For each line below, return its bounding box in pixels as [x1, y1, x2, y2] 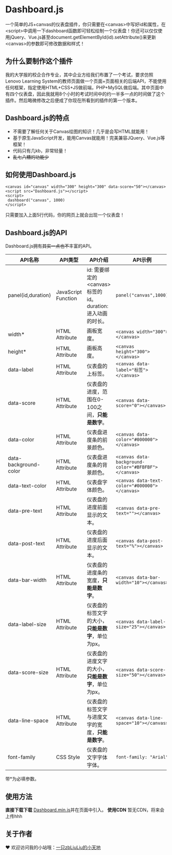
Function [56, 295, 77, 302]
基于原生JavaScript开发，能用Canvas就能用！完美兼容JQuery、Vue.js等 [12, 134, 165, 141]
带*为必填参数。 [5, 776, 39, 782]
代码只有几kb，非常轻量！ [12, 147, 68, 153]
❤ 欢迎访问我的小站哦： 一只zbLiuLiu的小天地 [5, 844, 101, 850]
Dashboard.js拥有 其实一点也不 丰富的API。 [5, 243, 95, 249]
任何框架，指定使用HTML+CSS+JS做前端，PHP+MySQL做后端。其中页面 [5, 84, 160, 90]
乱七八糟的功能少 [12, 154, 49, 160]
